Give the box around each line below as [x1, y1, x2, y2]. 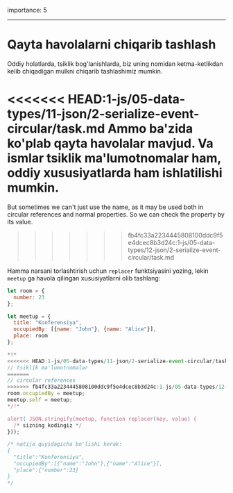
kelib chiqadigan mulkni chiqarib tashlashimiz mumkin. [7, 67, 163, 75]
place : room [13, 333, 49, 340]
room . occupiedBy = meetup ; [7, 390, 85, 397]
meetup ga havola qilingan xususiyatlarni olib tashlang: [7, 274, 161, 282]
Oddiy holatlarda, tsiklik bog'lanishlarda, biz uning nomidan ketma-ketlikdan [7, 59, 223, 68]
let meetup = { [7, 312, 51, 320]
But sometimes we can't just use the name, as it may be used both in [7, 203, 204, 211]
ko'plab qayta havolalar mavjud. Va [7, 135, 214, 151]
